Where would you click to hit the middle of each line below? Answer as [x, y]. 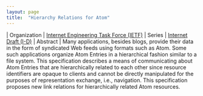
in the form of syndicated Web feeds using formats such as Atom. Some [97, 48]
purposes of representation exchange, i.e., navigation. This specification [97, 80]
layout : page [23, 12]
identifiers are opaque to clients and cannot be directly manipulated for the [100, 74]
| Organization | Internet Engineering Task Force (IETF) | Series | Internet [97, 35]
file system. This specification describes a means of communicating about [99, 61]
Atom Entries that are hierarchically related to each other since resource [96, 67]
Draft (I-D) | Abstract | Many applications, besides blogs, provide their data [100, 41]
